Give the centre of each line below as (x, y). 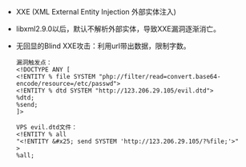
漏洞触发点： (34, 63)
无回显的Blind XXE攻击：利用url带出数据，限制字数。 (103, 46)
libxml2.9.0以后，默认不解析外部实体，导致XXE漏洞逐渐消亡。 (118, 29)
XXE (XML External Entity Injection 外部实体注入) (96, 12)
